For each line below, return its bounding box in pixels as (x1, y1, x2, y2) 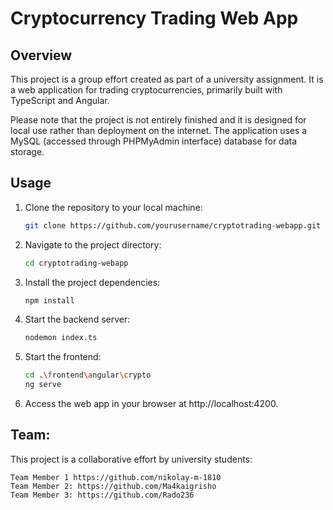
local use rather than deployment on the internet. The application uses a (10, 125, 308, 136)
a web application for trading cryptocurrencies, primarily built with (10, 84, 283, 96)
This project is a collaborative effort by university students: (10, 453, 253, 465)
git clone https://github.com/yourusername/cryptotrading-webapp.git (24, 220, 322, 231)
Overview (10, 47, 73, 64)
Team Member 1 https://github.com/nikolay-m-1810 (10, 472, 222, 482)
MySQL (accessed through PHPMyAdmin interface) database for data (10, 135, 298, 147)
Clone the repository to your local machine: (24, 201, 203, 213)
